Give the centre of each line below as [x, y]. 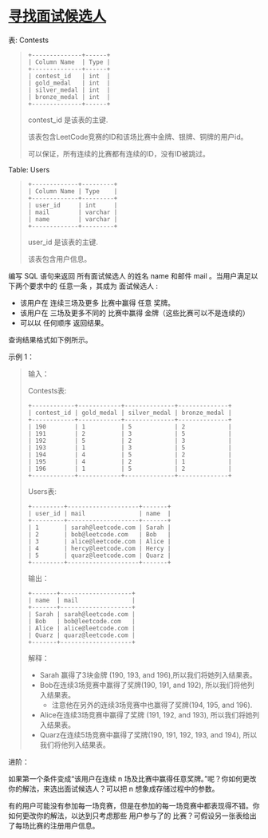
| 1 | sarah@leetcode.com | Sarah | [99, 528]
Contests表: [47, 390]
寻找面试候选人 [57, 16]
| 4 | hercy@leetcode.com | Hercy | [99, 548]
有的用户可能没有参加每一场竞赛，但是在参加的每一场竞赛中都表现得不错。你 [134, 805]
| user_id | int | [73, 205]
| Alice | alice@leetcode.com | [81, 628]
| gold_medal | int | [69, 83]
